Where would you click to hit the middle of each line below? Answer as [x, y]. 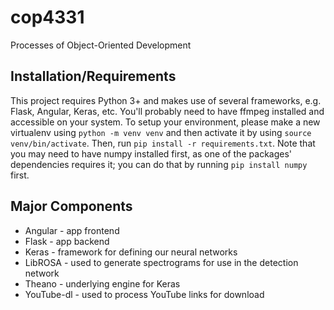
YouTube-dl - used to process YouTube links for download [144, 294]
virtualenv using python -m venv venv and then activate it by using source [161, 132]
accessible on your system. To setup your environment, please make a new [165, 122]
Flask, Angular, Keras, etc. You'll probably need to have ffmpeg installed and [167, 111]
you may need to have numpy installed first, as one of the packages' [151, 153]
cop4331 [47, 17]
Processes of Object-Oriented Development [101, 45]
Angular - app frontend [72, 230]
